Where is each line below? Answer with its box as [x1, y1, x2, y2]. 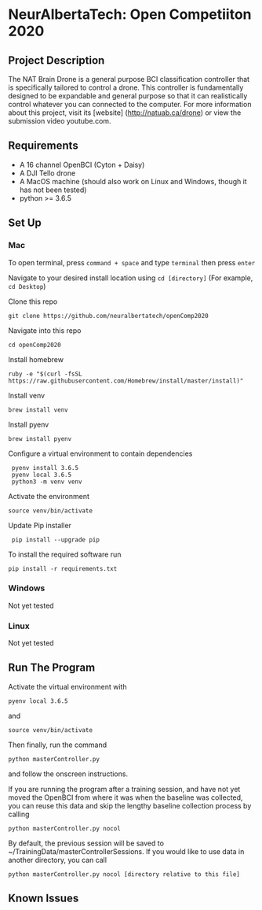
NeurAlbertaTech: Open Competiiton [8, 6, 253, 24]
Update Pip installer [8, 520, 72, 530]
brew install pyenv [8, 435, 72, 442]
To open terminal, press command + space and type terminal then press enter [8, 257, 256, 267]
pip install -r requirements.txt [8, 564, 118, 572]
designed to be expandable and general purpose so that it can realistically [8, 91, 248, 100]
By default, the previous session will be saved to [8, 838, 165, 848]
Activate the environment [8, 491, 90, 501]
